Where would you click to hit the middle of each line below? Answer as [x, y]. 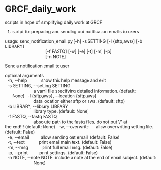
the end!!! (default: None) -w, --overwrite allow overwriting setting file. [79, 126]
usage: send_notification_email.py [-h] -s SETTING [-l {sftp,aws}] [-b [74, 41]
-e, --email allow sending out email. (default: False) [63, 137]
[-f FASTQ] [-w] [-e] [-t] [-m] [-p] [79, 51]
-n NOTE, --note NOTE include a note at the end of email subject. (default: [82, 157]
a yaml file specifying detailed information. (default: [85, 91]
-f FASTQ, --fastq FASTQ [32, 116]
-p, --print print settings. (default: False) [52, 152]
